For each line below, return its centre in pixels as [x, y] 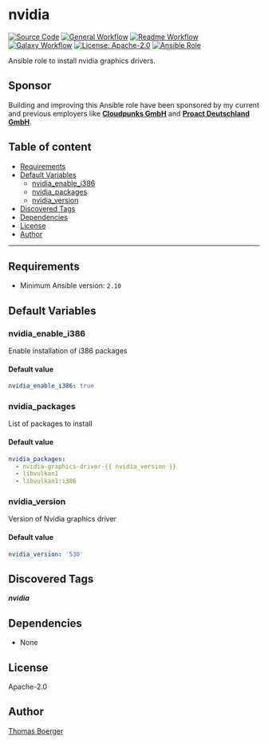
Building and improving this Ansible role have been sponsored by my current [134, 104]
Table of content [50, 147]
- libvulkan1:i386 [46, 481]
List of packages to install [51, 423]
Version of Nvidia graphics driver [63, 519]
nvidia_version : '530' [46, 554]
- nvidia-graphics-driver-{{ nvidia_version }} [96, 466]
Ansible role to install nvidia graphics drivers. [82, 61]
